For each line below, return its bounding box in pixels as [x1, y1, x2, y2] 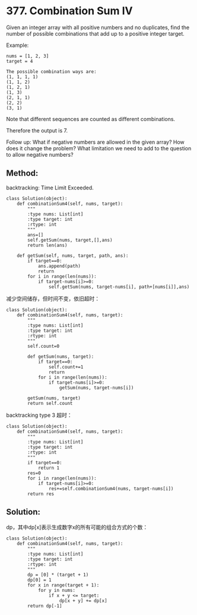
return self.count [27, 400, 73, 406]
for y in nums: [37, 587, 76, 593]
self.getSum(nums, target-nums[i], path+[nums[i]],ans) [48, 284, 190, 290]
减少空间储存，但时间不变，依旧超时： [6, 295, 100, 302]
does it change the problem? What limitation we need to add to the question [6, 144, 192, 152]
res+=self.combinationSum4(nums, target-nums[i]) [48, 486, 174, 492]
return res [27, 491, 55, 497]
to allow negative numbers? [6, 151, 74, 158]
